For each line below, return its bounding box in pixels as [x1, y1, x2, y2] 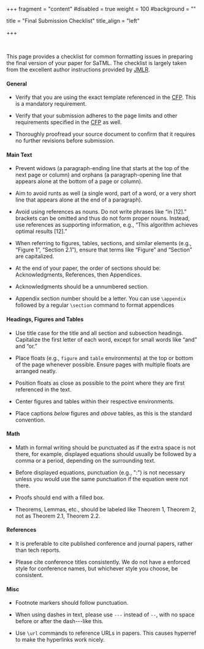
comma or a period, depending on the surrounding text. [15, 457, 156, 464]
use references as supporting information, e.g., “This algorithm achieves [15, 221, 198, 229]
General [6, 80, 28, 87]
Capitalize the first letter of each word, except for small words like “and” [15, 336, 197, 343]
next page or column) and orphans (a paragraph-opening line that [15, 171, 182, 179]
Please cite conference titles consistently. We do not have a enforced [15, 559, 191, 566]
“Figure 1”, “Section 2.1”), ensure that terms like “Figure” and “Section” [15, 246, 192, 254]
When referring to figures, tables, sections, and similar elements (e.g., [15, 240, 192, 247]
